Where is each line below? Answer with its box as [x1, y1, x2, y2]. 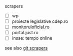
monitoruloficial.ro [11, 24, 49, 30]
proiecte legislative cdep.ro [11, 18, 68, 24]
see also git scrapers [4, 45, 48, 51]
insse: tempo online [11, 35, 53, 41]
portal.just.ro [11, 30, 38, 36]
